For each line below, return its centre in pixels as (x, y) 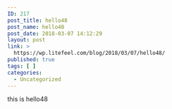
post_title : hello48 (38, 20)
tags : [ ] (22, 66)
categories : (25, 72)
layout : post (26, 40)
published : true (31, 60)
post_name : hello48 (36, 27)
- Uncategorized (37, 79)
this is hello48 (27, 99)
